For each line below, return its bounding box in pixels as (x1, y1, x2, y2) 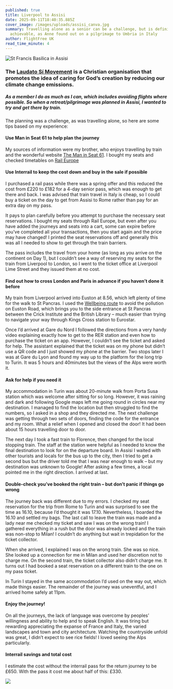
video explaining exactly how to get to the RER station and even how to (5, 332, 156, 338)
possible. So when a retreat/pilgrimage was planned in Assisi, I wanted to (5, 99, 166, 106)
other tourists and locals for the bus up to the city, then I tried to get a (5, 453, 153, 459)
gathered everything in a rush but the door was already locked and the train (5, 525, 166, 531)
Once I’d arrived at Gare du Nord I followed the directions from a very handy (5, 326, 166, 333)
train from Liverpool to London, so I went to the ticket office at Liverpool (5, 261, 158, 267)
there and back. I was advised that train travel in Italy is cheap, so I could (5, 192, 160, 198)
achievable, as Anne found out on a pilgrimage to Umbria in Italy (10, 31, 158, 37)
